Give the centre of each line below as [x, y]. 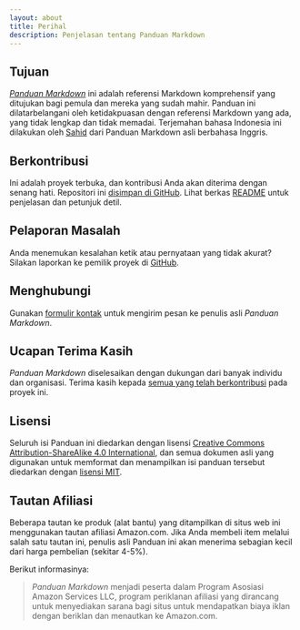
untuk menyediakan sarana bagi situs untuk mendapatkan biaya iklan [161, 606]
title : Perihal [38, 26]
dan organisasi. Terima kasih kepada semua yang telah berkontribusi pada [149, 382]
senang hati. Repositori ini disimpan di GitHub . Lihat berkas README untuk [149, 193]
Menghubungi [50, 291]
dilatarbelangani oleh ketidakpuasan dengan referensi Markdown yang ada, [150, 113]
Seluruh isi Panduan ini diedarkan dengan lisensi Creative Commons [137, 443]
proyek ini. [29, 392]
